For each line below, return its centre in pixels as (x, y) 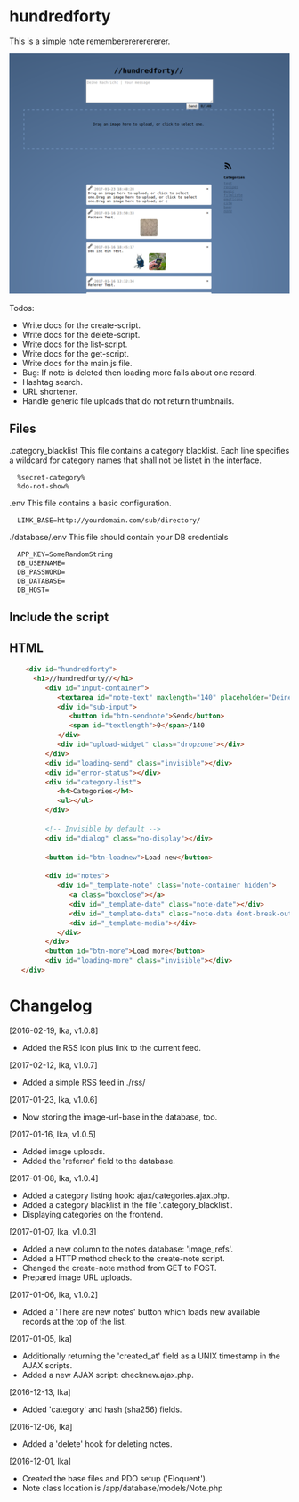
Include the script (59, 617)
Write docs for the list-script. (75, 344)
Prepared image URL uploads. (77, 1277)
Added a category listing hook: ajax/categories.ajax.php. (125, 1195)
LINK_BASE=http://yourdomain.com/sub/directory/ (109, 520)
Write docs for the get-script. (75, 354)
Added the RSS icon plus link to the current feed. (112, 1047)
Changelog (51, 1006)
